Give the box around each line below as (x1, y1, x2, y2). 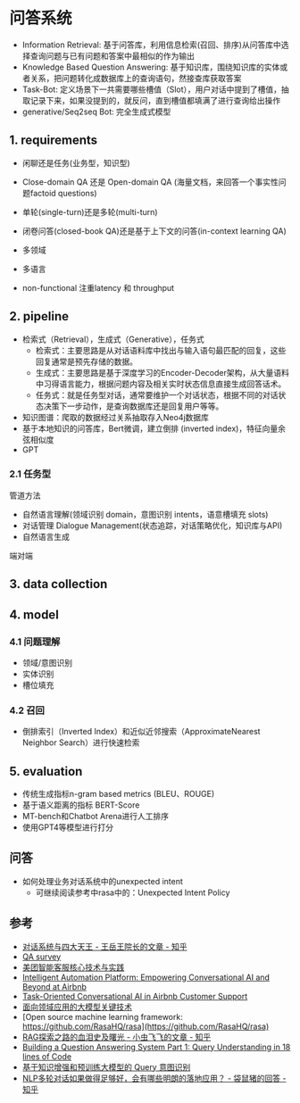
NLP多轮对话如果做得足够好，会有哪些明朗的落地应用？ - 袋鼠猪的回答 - (21, 1073, 287, 1083)
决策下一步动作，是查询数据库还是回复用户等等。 (43, 401, 224, 411)
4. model (9, 607, 60, 622)
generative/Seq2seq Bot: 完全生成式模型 (21, 106, 171, 117)
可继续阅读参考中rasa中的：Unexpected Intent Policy (35, 887, 230, 898)
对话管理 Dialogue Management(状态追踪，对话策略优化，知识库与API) (21, 519, 283, 531)
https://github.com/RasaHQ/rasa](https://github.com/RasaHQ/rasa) (21, 1021, 270, 1032)
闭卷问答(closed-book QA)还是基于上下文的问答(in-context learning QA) (21, 225, 287, 236)
